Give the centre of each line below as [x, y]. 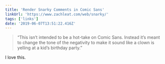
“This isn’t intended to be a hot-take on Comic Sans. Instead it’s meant [88, 37]
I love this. [16, 58]
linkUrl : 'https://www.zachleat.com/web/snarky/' [57, 14]
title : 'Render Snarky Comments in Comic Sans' [55, 10]
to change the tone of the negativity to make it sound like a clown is [86, 43]
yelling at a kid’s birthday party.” [50, 48]
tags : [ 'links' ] [22, 19]
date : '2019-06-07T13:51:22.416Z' [41, 23]
